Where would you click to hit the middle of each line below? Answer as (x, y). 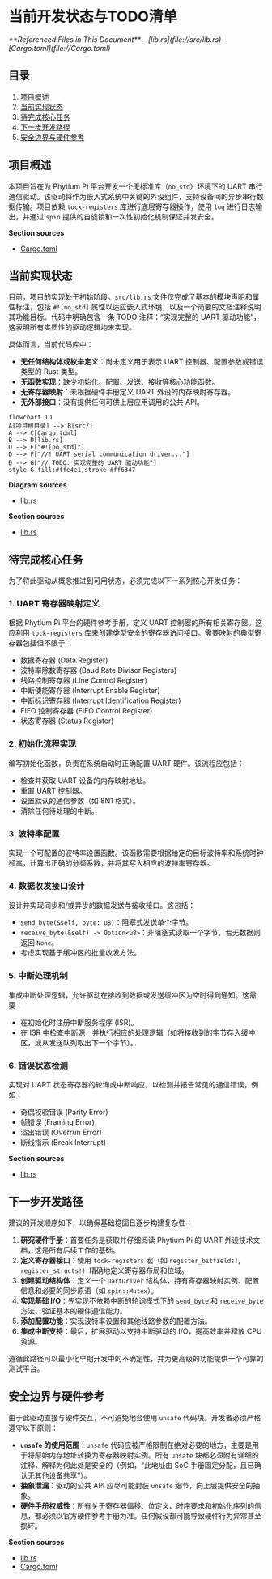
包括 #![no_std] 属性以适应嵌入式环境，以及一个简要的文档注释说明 (149, 307)
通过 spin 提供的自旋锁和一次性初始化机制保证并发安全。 (124, 216)
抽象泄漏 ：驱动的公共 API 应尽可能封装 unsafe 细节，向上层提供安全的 (136, 1485)
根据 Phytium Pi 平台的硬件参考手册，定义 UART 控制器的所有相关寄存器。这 (136, 623)
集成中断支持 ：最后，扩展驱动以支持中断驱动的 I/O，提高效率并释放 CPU (141, 1331)
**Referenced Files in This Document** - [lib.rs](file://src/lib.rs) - (117, 39)
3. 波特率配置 (34, 833)
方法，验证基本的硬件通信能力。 (73, 1311)
